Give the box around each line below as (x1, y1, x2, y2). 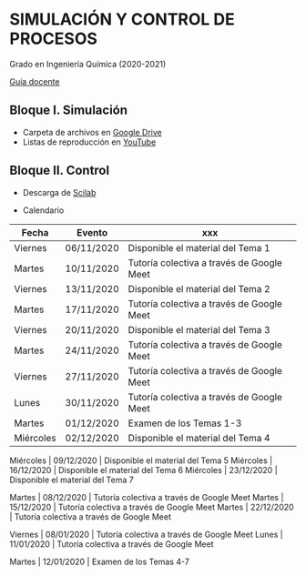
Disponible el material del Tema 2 (127, 282, 270, 295)
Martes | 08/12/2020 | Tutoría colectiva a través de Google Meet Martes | (9, 491, 284, 502)
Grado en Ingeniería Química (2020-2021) (9, 58, 167, 69)
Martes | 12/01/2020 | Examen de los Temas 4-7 (9, 556, 189, 567)
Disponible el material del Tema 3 (127, 323, 270, 336)
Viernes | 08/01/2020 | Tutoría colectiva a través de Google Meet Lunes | (9, 529, 284, 540)
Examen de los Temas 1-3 (127, 417, 242, 429)
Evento (76, 226, 108, 238)
